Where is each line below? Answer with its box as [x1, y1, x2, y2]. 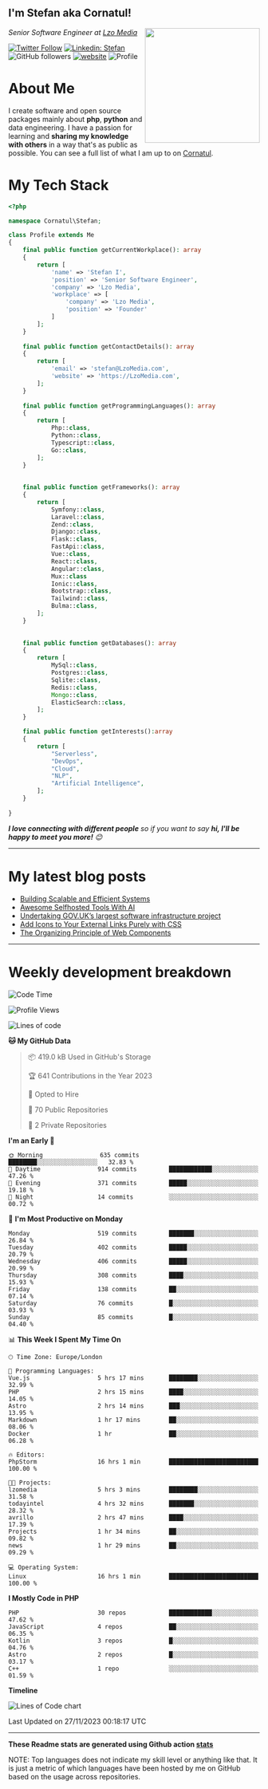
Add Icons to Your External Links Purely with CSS [19, 919, 182, 928]
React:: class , [50, 558, 98, 565]
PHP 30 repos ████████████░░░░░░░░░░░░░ [8, 1609, 259, 1617]
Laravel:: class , [50, 513, 105, 521]
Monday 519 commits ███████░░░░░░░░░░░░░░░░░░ [8, 1229, 259, 1237]
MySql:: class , [50, 661, 98, 669]
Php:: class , [50, 424, 91, 432]
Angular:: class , [50, 565, 105, 573]
